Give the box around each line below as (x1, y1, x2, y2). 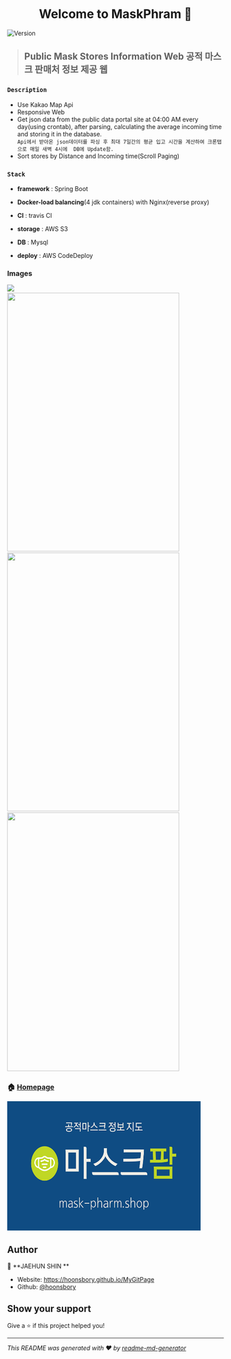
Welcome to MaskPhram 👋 (38, 6, 192, 22)
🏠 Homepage (7, 1083, 55, 1092)
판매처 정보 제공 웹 (34, 63, 108, 75)
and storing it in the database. (16, 130, 102, 138)
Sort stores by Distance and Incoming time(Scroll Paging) (16, 152, 180, 160)
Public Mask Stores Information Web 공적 (23, 51, 203, 63)
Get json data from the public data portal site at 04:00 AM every (16, 115, 199, 123)
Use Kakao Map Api (16, 100, 74, 109)
